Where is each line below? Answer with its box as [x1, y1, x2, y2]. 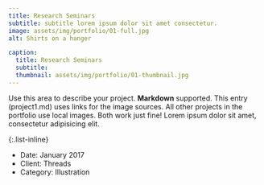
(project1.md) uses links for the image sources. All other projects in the [8, 101, 243, 111]
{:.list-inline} [8, 134, 49, 144]
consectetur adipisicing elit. [8, 118, 101, 129]
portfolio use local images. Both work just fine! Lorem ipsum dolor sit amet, [8, 110, 257, 120]
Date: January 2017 [19, 150, 85, 159]
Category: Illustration [19, 166, 90, 177]
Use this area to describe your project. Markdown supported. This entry [8, 93, 248, 103]
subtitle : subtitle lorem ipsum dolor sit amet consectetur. [8, 19, 218, 27]
